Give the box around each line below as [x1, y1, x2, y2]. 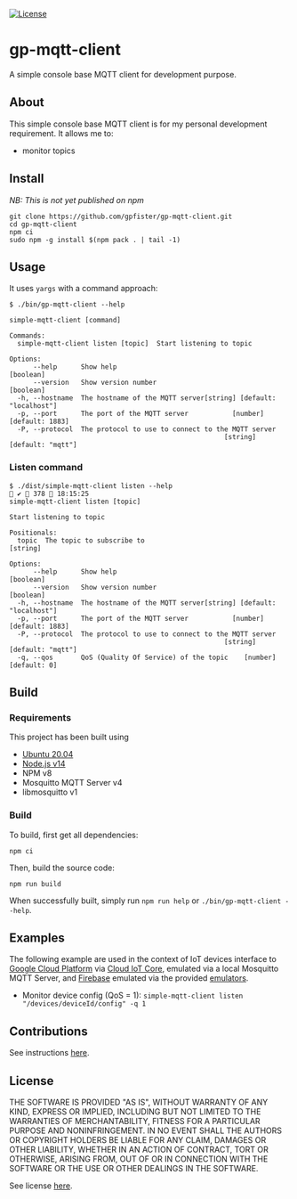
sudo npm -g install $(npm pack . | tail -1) [9, 235, 181, 244]
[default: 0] [9, 660, 58, 670]
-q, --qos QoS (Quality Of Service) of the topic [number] [17, 653, 277, 662]
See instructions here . [9, 1048, 91, 1058]
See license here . [9, 1180, 73, 1191]
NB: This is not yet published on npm [9, 194, 145, 205]
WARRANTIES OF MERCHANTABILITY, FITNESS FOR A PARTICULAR [9, 1116, 261, 1127]
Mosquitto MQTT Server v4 [21, 778, 123, 788]
